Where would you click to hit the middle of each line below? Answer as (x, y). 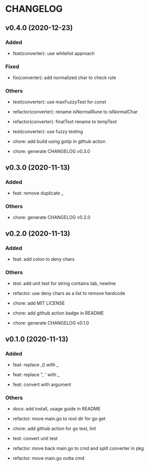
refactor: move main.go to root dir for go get (59, 419)
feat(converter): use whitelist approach (54, 53)
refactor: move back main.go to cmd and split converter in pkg (78, 448)
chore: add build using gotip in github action (59, 141)
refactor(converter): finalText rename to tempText (65, 122)
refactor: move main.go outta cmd (48, 458)
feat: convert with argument (42, 385)
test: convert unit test (35, 438)
